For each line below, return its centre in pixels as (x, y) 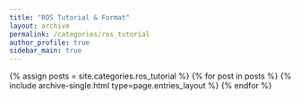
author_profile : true (50, 42)
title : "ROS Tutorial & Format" (69, 17)
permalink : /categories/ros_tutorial (80, 34)
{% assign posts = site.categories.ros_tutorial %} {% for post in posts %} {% (150, 76)
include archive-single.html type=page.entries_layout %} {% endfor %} (141, 86)
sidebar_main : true (46, 51)
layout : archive (39, 26)
